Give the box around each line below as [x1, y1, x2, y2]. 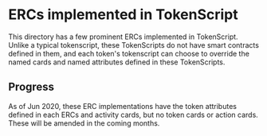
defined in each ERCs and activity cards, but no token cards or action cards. [8, 110, 259, 119]
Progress [8, 80, 54, 94]
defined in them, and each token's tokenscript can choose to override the [8, 49, 249, 58]
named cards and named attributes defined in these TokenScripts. [8, 57, 226, 67]
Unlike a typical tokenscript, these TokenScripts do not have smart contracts [8, 40, 259, 49]
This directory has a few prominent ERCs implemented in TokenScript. [8, 32, 238, 41]
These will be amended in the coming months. [8, 118, 160, 128]
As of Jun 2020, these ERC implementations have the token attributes [8, 101, 238, 111]
